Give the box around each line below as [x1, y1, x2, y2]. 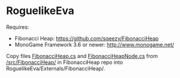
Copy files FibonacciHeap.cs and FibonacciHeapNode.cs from [6, 52, 158, 59]
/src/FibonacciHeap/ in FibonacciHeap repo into [6, 59, 123, 66]
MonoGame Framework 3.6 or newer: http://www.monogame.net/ [14, 41, 174, 48]
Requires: [6, 23, 30, 30]
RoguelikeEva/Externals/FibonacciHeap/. [6, 65, 105, 72]
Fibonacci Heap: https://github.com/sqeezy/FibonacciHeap [14, 35, 159, 42]
